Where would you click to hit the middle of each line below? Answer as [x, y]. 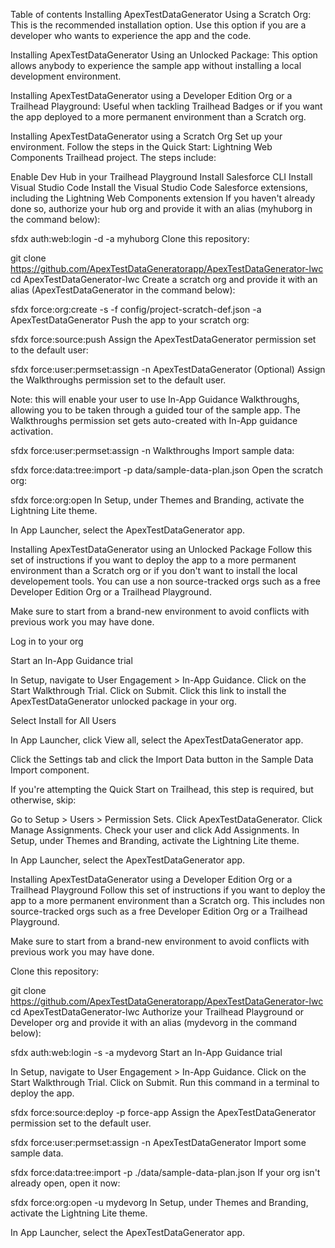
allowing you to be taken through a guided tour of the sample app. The [155, 410]
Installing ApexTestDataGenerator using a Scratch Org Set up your [146, 136]
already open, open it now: [65, 1183]
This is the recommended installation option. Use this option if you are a [158, 25]
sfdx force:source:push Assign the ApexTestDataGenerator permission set [163, 339]
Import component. [50, 770]
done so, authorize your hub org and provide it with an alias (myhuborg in [161, 208]
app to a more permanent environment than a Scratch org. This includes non [168, 900]
